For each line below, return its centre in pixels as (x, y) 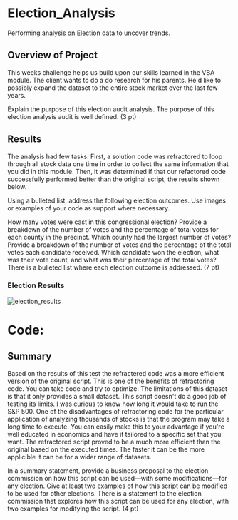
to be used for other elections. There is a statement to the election (104, 493)
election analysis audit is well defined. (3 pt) (72, 116)
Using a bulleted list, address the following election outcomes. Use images (117, 200)
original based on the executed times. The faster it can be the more (106, 449)
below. (17, 186)
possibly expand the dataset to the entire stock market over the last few (113, 88)
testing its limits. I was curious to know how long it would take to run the (113, 404)
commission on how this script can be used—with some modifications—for (118, 478)
